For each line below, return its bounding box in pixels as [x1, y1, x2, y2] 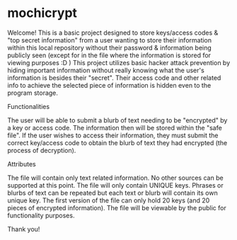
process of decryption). [7, 146, 76, 154]
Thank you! [7, 224, 40, 233]
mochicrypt [7, 5, 78, 21]
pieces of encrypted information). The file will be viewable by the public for [7, 203, 226, 212]
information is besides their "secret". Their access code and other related [7, 73, 221, 82]
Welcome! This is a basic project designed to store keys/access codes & [7, 28, 219, 37]
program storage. [7, 88, 59, 97]
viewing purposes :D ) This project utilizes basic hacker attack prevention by [7, 58, 231, 67]
